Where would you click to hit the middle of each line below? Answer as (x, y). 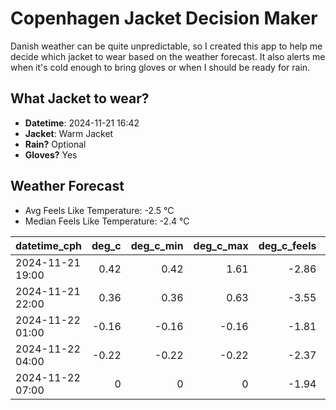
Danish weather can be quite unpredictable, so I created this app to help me (166, 46)
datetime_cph (49, 245)
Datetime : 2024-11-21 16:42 (82, 123)
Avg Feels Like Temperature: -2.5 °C (99, 210)
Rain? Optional (55, 144)
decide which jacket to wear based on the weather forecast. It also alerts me (168, 56)
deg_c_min (157, 245)
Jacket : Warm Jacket (69, 133)
